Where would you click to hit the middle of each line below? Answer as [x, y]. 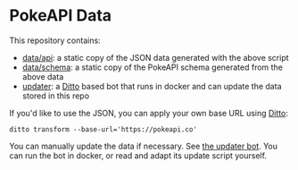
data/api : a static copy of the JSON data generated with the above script [155, 57]
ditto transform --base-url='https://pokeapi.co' [103, 129]
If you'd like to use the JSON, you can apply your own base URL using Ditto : [149, 113]
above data [43, 76]
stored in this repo [56, 96]
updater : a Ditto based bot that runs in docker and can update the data [152, 86]
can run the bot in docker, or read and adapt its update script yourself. [138, 155]
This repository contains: [55, 40]
